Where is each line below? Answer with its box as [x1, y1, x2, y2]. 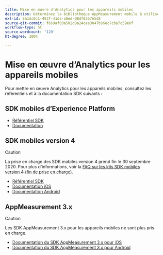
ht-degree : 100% [5, 34, 38, 39]
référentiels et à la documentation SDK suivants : [5, 90, 103, 96]
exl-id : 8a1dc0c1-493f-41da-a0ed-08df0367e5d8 [5, 16, 101, 21]
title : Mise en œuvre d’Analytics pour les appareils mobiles [5, 7, 133, 12]
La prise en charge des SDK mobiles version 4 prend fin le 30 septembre [5, 159, 151, 165]
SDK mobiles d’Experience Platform [5, 105, 115, 113]
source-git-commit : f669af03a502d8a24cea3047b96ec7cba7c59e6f [5, 20, 133, 26]
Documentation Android [12, 189, 60, 195]
